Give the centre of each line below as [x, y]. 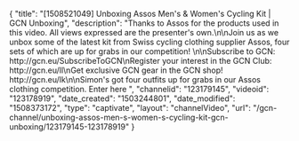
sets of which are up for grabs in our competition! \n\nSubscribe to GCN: [142, 51]
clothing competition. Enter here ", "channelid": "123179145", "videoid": [139, 89]
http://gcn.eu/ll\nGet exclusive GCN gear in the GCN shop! [117, 70]
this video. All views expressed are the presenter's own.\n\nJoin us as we [144, 32]
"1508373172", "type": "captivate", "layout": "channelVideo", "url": [130, 108]
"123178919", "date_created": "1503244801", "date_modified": [122, 98]
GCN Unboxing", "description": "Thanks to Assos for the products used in [144, 23]
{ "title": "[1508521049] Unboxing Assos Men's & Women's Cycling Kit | [140, 14]
